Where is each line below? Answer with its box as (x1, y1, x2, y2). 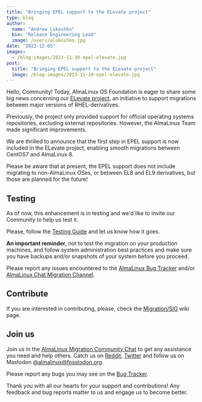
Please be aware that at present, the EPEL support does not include (6, 163, 176, 170)
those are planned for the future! (6, 175, 88, 183)
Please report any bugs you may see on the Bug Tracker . (6, 370, 149, 378)
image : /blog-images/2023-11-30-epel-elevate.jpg (12, 71, 140, 78)
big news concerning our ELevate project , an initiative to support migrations (6, 95, 197, 102)
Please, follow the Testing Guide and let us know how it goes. (6, 228, 160, 235)
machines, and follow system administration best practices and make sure (6, 246, 192, 254)
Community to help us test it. (6, 216, 78, 224)
